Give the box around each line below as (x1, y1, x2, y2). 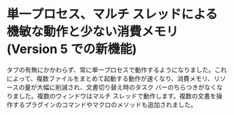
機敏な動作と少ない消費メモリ (6, 24, 179, 40)
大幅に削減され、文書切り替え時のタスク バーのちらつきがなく (36, 83, 217, 91)
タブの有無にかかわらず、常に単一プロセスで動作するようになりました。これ (6, 66, 227, 74)
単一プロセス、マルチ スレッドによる (6, 6, 218, 22)
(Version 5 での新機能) (6, 41, 137, 57)
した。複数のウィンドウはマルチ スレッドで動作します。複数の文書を (18, 91, 216, 100)
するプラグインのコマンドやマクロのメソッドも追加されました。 (12, 100, 197, 109)
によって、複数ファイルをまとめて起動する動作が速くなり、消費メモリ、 (6, 74, 214, 82)
